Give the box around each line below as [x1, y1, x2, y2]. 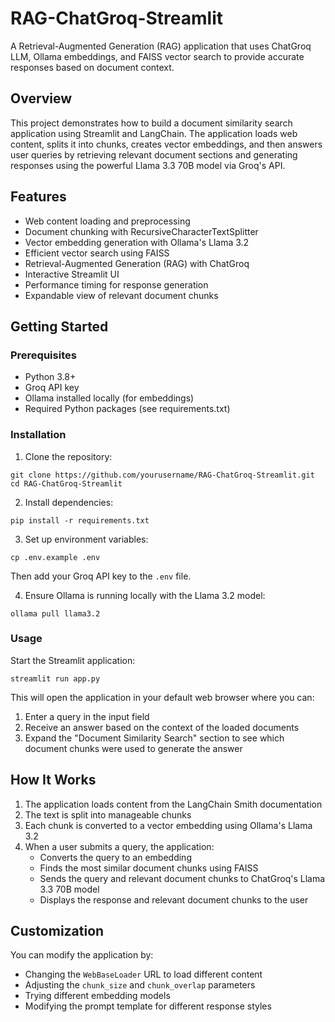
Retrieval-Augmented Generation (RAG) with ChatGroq [24, 257, 250, 269]
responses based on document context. [10, 61, 175, 73]
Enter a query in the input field [24, 710, 150, 722]
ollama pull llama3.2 [10, 608, 101, 619]
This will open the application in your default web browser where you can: [10, 691, 315, 703]
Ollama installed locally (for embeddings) [24, 392, 195, 404]
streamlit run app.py [10, 673, 101, 684]
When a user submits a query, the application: [24, 840, 215, 852]
